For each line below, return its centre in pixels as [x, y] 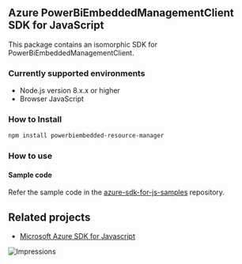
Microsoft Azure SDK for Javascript [78, 236]
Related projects [49, 217]
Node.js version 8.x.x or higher [70, 91]
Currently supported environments [77, 73]
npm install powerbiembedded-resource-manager [86, 136]
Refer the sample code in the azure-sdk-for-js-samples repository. [117, 192]
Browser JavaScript [52, 99]
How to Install [35, 119]
